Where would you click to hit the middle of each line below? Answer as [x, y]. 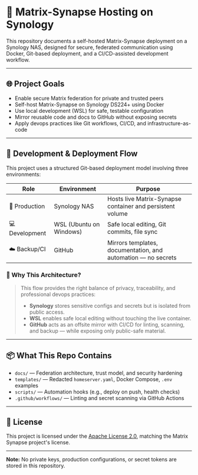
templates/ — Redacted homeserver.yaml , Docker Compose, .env [93, 379]
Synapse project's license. [38, 443]
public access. [47, 312]
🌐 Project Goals [35, 84]
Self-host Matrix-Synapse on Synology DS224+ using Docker [89, 104]
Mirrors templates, [132, 243]
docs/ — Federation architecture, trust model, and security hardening [98, 373]
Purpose [148, 188]
